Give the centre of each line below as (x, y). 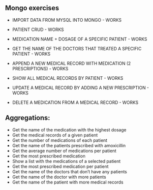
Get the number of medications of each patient (60, 140)
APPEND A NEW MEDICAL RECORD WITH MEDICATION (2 (72, 63)
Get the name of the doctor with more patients (59, 177)
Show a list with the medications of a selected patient (66, 161)
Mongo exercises (32, 8)
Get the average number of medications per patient (64, 151)
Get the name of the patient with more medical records (68, 182)
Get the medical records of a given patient (55, 135)
